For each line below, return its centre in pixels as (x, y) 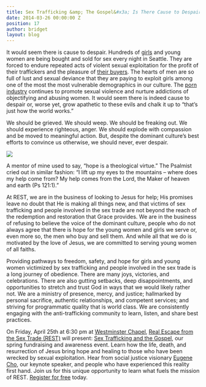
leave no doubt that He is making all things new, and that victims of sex (96, 204)
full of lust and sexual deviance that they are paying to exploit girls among (100, 79)
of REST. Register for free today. (47, 377)
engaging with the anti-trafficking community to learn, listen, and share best (102, 313)
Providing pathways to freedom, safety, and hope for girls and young (93, 261)
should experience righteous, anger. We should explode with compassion (99, 129)
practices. (19, 320)
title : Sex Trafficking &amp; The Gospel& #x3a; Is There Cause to (93, 12)
